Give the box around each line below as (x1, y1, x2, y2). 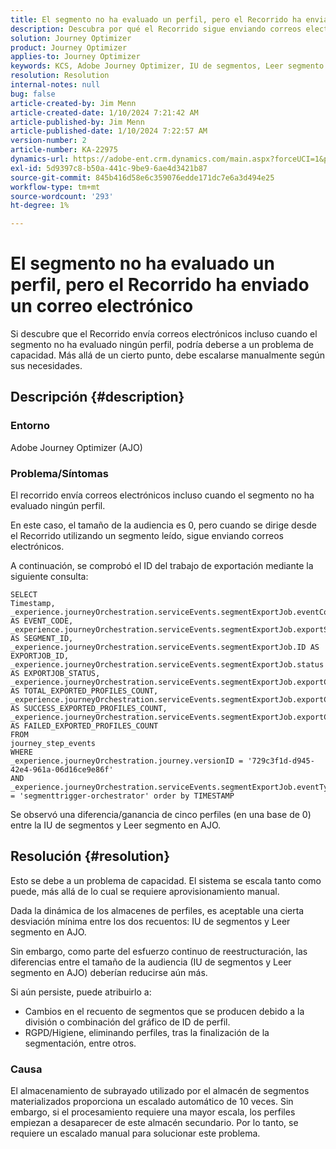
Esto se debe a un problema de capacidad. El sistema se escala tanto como (10, 874, 322, 886)
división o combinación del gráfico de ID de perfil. (24, 1016, 231, 1028)
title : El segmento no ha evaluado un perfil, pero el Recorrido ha (10, 14, 302, 25)
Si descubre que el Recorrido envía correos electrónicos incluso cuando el (10, 328, 318, 340)
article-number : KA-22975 (10, 145, 118, 155)
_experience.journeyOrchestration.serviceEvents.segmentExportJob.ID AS (10, 642, 320, 653)
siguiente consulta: (10, 571, 89, 583)
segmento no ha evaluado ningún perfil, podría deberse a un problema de (10, 339, 315, 351)
